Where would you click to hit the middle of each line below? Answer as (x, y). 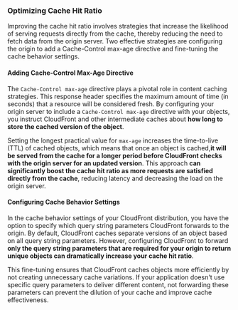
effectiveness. (28, 300)
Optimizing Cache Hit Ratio (55, 11)
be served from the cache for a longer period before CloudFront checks (115, 155)
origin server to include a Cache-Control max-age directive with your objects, (119, 111)
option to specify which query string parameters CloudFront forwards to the (118, 225)
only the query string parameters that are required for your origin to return (119, 248)
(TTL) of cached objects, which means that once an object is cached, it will (117, 148)
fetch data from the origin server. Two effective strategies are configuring (115, 41)
